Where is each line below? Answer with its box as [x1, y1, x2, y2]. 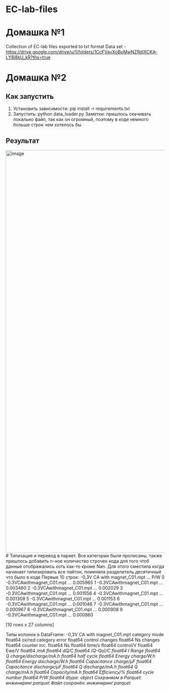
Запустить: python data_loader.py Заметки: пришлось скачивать [13, 111, 152, 117]
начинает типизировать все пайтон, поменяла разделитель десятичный [6, 568, 161, 574]
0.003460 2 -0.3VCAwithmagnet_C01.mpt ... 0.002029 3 [6, 585, 123, 591]
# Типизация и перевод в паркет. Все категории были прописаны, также [6, 552, 162, 558]
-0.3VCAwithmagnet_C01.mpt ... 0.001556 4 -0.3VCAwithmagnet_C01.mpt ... [6, 590, 163, 596]
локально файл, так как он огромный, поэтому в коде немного [13, 117, 149, 123]
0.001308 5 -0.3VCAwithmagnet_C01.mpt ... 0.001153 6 [6, 595, 120, 601]
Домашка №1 [6, 27, 65, 39]
